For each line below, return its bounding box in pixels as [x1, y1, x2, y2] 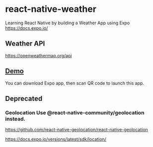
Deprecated [5, 94, 43, 102]
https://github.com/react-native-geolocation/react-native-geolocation [5, 127, 148, 133]
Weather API [5, 40, 45, 48]
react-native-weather [5, 3, 97, 15]
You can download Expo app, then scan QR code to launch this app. [5, 80, 144, 86]
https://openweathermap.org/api [5, 52, 72, 58]
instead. [5, 115, 26, 122]
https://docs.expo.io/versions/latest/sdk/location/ [5, 136, 107, 142]
